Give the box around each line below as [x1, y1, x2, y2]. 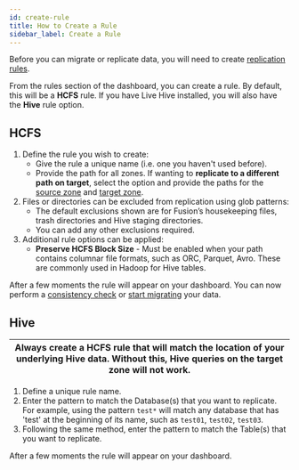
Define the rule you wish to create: [21, 149, 149, 160]
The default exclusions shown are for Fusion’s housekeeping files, [35, 206, 278, 216]
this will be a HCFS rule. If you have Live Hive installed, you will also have [9, 90, 278, 101]
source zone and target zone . [35, 187, 144, 198]
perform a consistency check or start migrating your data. [9, 289, 222, 300]
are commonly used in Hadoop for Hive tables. [35, 263, 206, 273]
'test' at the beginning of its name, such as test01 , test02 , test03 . [21, 415, 264, 425]
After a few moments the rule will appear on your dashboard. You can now [9, 280, 282, 290]
